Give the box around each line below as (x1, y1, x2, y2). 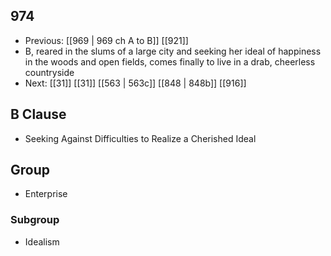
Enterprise (24, 188, 68, 200)
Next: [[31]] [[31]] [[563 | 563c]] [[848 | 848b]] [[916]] (24, 77, 247, 89)
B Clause (10, 106, 67, 123)
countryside (24, 66, 75, 78)
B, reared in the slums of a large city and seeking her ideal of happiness (24, 45, 322, 57)
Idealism (24, 235, 60, 248)
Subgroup (10, 213, 60, 227)
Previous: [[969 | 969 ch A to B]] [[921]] (24, 34, 189, 46)
